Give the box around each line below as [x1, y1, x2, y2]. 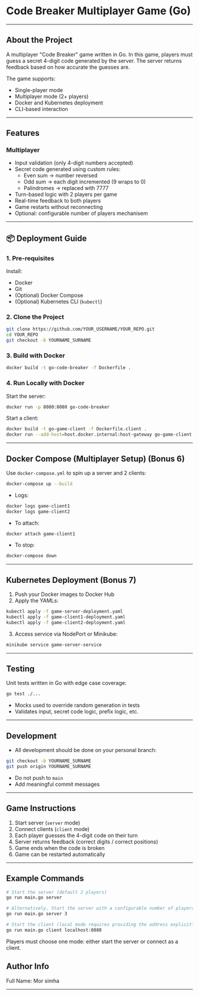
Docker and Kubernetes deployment [14, 99, 104, 106]
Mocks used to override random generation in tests [14, 702, 140, 709]
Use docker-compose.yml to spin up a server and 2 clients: [6, 469, 146, 476]
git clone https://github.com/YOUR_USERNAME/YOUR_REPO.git [6, 326, 155, 332]
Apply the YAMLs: [14, 597, 59, 604]
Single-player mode [14, 86, 63, 93]
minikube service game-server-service [6, 642, 102, 648]
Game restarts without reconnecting [14, 204, 103, 211]
